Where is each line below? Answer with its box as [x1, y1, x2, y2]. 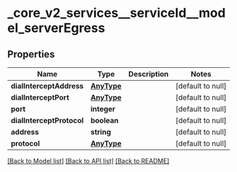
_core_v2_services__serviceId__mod [7, 5, 226, 21]
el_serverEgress [7, 20, 105, 36]
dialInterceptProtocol [11, 115, 84, 125]
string [91, 127, 111, 137]
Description [128, 69, 169, 79]
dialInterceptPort [11, 93, 69, 102]
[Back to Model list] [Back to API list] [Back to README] [7, 157, 170, 165]
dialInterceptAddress [11, 81, 84, 91]
